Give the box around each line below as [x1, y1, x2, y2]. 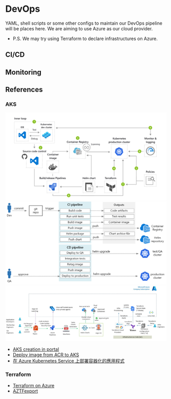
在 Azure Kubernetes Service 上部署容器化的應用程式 [12, 357, 125, 364]
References [5, 85, 43, 94]
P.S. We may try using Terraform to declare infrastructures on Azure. [12, 35, 158, 42]
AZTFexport [12, 388, 38, 394]
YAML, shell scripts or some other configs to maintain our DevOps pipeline [5, 20, 163, 26]
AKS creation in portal [12, 346, 59, 352]
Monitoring [5, 68, 42, 77]
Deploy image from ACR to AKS [12, 351, 79, 357]
